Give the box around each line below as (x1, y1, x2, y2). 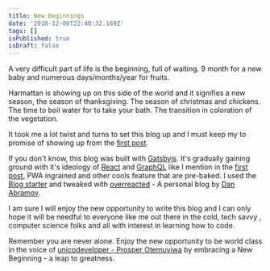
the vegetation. (8, 114, 59, 123)
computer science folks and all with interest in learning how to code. (8, 221, 235, 231)
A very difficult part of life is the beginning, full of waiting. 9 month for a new (8, 64, 262, 73)
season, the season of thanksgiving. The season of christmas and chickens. (8, 97, 261, 106)
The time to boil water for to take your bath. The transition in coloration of (8, 106, 252, 115)
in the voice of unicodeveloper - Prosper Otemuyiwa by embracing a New (8, 245, 253, 255)
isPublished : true (8, 34, 70, 43)
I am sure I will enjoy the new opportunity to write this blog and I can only (8, 203, 251, 214)
